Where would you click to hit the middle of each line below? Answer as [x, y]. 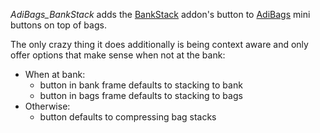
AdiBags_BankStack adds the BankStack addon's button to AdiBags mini [160, 14]
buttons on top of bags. [58, 25]
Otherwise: [47, 106]
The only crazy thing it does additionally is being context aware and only [159, 44]
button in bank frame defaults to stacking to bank [141, 85]
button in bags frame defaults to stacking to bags [141, 95]
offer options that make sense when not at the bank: [118, 55]
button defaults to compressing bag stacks [128, 117]
